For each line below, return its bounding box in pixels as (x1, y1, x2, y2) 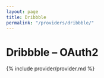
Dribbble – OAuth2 (6, 45, 99, 59)
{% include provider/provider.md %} (6, 65, 95, 72)
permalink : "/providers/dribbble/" (6, 20, 94, 26)
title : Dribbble (6, 14, 46, 20)
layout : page (6, 8, 39, 15)
